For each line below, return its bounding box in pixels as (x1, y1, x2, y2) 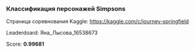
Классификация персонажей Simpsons (6, 5, 126, 13)
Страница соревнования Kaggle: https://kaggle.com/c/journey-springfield (6, 18, 189, 25)
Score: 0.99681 (6, 40, 44, 48)
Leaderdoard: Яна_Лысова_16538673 (6, 29, 98, 36)
